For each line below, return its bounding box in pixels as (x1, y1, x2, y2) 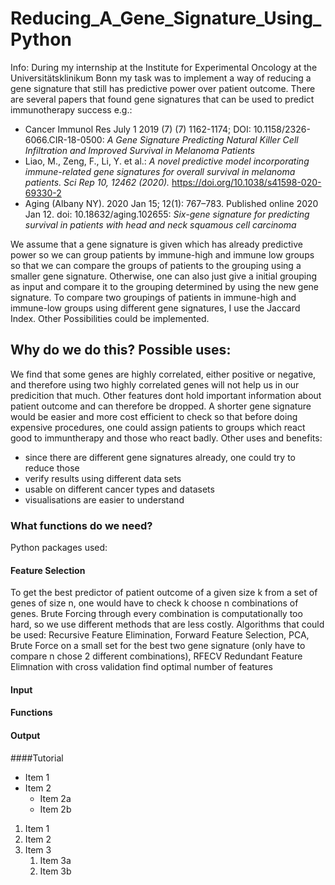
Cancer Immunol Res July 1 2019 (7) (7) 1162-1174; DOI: (24, 123, 252, 135)
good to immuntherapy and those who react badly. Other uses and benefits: (10, 432, 323, 444)
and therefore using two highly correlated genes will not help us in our (10, 378, 300, 391)
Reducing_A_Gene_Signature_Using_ (10, 7, 322, 30)
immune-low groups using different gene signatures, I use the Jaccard (10, 302, 301, 314)
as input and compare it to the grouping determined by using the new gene (10, 280, 320, 292)
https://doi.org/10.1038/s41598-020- (171, 176, 322, 188)
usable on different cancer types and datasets (24, 483, 215, 495)
